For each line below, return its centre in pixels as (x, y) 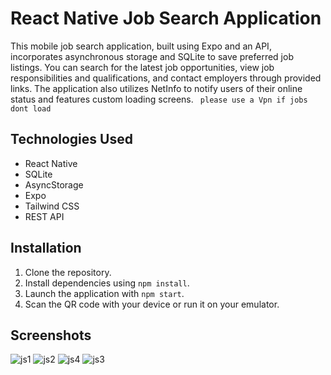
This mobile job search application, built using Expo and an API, (141, 46)
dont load (31, 108)
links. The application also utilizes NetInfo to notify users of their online (156, 88)
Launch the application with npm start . (104, 293)
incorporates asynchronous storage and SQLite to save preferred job (152, 56)
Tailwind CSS (52, 206)
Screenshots (51, 335)
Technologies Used (71, 139)
